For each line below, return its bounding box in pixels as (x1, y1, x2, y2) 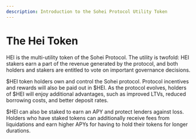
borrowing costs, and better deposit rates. (6, 96, 109, 104)
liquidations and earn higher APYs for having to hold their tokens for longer (6, 121, 188, 128)
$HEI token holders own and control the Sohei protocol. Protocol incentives (6, 77, 189, 85)
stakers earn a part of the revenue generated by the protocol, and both (6, 60, 178, 67)
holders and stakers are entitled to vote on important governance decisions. (6, 66, 191, 73)
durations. (6, 127, 31, 134)
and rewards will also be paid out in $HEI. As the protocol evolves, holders (6, 84, 187, 91)
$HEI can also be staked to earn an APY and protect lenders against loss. (6, 108, 184, 115)
